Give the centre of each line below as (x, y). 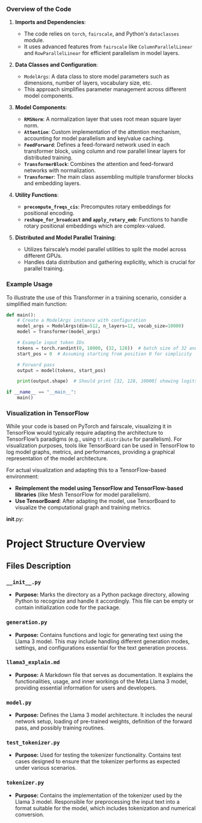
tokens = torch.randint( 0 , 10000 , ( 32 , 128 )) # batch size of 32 (102, 348)
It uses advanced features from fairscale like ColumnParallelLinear (108, 46)
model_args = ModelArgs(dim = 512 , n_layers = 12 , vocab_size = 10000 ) (101, 326)
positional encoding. (49, 213)
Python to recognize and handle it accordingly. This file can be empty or (104, 601)
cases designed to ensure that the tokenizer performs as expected (97, 761)
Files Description (38, 565)
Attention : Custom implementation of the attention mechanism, (103, 132)
